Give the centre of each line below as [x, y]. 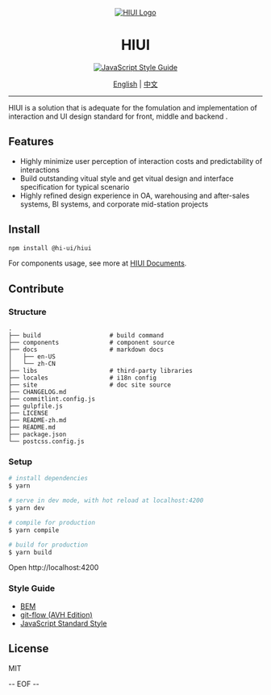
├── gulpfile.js [35, 406]
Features [31, 142]
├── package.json [38, 435]
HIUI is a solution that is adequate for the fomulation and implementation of [133, 107]
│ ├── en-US [32, 357]
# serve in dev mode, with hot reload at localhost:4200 [106, 500]
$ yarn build [30, 552]
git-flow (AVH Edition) [56, 614]
